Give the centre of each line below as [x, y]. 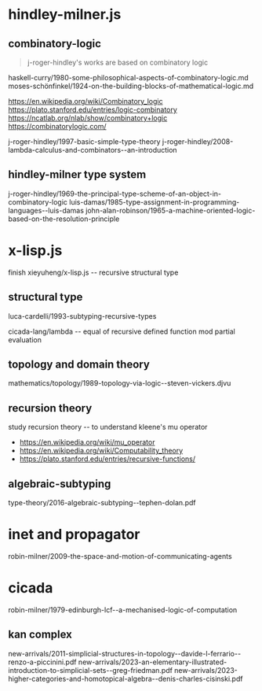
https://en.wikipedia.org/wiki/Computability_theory [101, 451]
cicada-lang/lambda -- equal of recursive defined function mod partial [122, 331]
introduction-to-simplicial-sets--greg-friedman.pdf [90, 670]
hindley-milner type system [77, 175]
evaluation [25, 339]
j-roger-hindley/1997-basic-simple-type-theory [84, 142]
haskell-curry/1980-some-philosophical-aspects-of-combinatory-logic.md [128, 78]
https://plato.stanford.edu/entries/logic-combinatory [93, 109]
